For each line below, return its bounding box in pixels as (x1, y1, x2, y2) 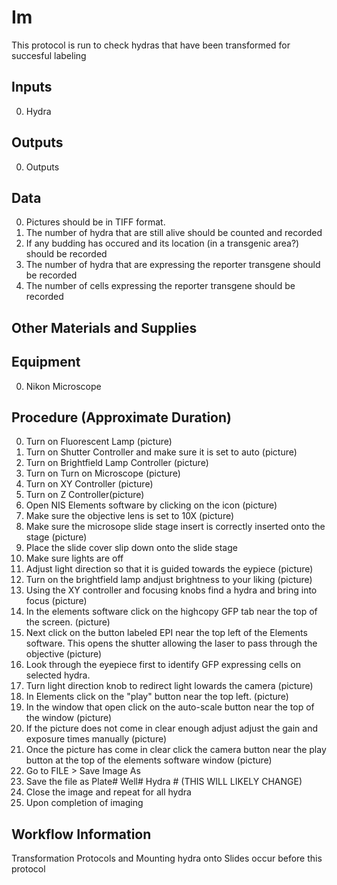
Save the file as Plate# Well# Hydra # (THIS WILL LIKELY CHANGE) (25, 776, 303, 788)
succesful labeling (11, 49, 87, 61)
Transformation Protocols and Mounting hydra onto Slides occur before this (11, 852, 323, 865)
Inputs (11, 79, 53, 96)
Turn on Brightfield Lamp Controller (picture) (25, 457, 209, 469)
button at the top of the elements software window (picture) (25, 754, 273, 766)
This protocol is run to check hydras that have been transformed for (11, 39, 291, 51)
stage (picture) (25, 531, 88, 543)
